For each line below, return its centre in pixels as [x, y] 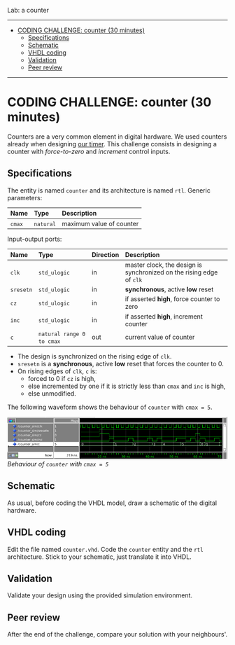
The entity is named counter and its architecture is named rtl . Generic [109, 190]
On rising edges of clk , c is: [57, 371]
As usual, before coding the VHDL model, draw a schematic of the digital [112, 503]
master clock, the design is [164, 265]
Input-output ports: [35, 239]
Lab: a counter [28, 10]
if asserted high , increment [164, 316]
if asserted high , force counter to [172, 299]
